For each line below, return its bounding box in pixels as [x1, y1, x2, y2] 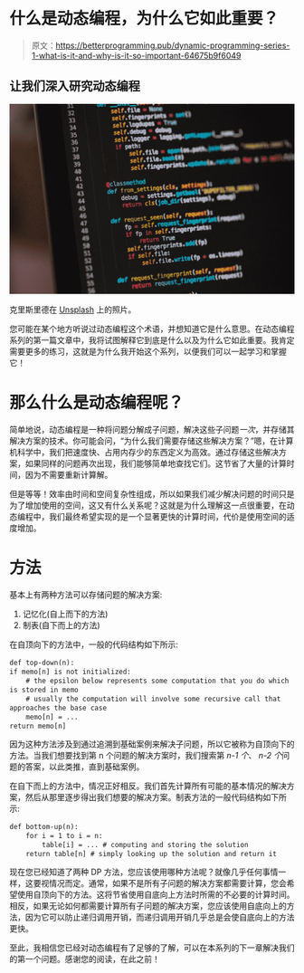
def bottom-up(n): [9, 822, 79, 831]
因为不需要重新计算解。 [24, 469, 113, 480]
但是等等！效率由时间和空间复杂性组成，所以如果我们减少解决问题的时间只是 [9, 488, 295, 499]
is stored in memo [9, 685, 79, 694]
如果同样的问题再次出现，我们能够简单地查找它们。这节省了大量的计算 [24, 458, 287, 469]
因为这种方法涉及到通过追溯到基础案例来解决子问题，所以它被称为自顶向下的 [9, 739, 295, 749]
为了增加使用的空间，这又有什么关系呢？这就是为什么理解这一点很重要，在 [9, 500, 287, 510]
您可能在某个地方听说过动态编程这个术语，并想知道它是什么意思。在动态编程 [9, 323, 295, 334]
